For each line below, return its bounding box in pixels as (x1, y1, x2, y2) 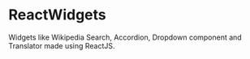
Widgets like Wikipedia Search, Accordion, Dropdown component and (8, 32, 242, 42)
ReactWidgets (8, 6, 107, 24)
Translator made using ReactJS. (8, 40, 115, 50)
